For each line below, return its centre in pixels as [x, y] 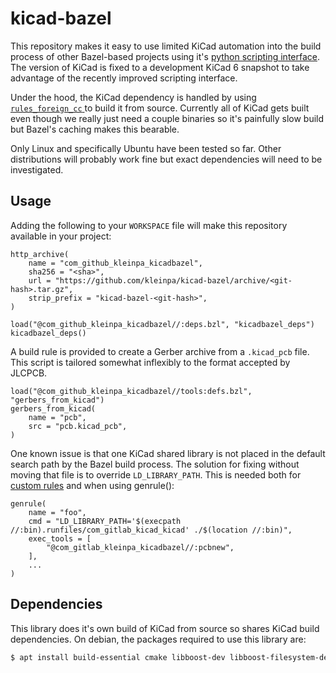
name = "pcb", [57, 417]
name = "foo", [57, 512]
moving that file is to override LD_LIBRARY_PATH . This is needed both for [156, 474]
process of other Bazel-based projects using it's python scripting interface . [165, 56]
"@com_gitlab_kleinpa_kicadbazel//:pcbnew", [140, 547]
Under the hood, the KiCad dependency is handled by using [133, 97]
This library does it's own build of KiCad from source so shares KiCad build [165, 628]
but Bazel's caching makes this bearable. [95, 129]
